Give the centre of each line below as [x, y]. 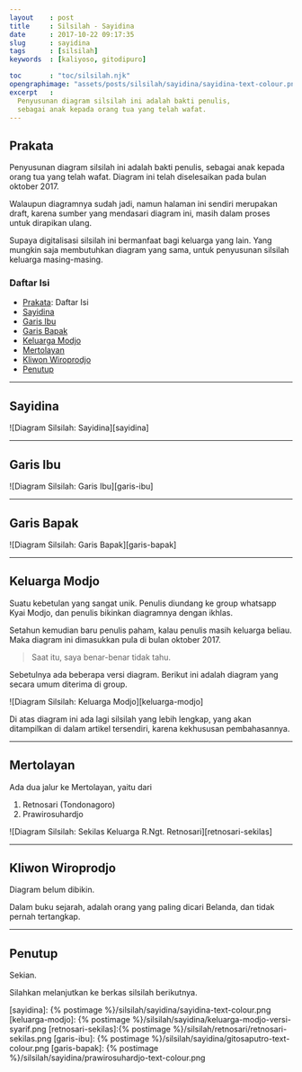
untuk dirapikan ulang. [51, 223]
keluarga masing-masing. [56, 260]
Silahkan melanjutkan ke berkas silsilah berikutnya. [103, 993]
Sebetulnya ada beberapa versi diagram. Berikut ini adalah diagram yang [144, 674]
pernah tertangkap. [45, 917]
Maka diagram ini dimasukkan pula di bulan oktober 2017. [115, 639]
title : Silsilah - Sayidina [72, 26]
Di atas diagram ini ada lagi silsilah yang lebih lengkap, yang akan [130, 719]
